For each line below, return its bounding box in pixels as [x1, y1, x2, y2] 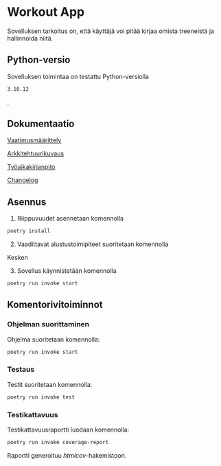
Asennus [7, 196, 47, 208]
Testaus [7, 365, 35, 375]
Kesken [7, 254, 29, 262]
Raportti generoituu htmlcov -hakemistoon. [7, 451, 127, 459]
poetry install [7, 228, 51, 234]
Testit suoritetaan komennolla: [7, 380, 93, 388]
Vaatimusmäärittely [7, 136, 62, 144]
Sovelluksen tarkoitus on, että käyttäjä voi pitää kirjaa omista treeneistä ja [7, 27, 215, 35]
